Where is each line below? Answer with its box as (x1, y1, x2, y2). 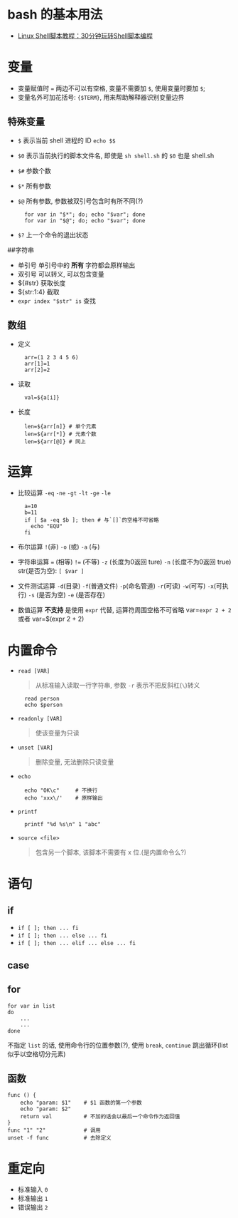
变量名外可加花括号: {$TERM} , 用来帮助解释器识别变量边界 (17, 93, 185, 101)
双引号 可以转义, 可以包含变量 (17, 269, 104, 278)
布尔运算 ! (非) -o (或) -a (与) (17, 542, 100, 551)
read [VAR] (17, 668, 50, 675)
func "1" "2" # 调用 (7, 1127, 101, 1134)
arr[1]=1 (24, 360, 50, 367)
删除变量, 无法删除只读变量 (35, 758, 114, 766)
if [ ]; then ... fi (17, 924, 79, 932)
